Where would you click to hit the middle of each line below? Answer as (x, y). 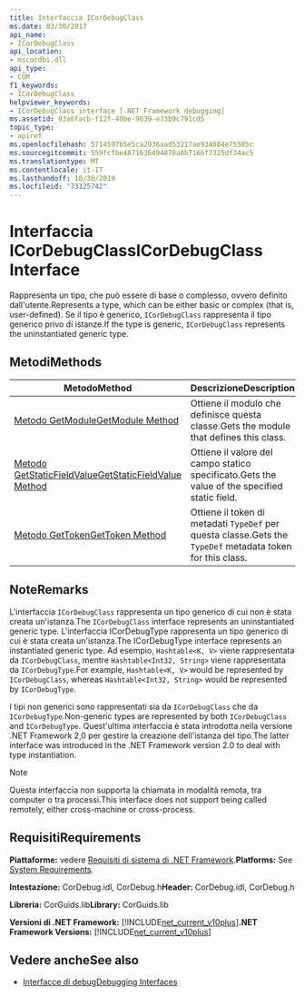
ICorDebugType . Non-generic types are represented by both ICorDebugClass (148, 716)
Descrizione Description (242, 388)
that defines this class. (238, 437)
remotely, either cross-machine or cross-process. (102, 809)
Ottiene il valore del (231, 452)
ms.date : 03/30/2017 (49, 26)
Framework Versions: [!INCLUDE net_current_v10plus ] (110, 932)
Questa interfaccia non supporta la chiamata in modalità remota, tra (136, 790)
